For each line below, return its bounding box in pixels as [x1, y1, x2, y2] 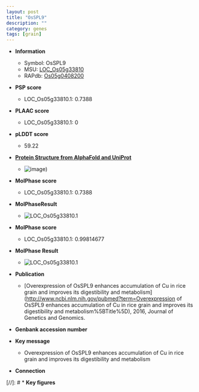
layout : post [6, 8, 39, 15]
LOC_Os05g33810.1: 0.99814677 [24, 235, 104, 243]
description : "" [6, 20, 47, 26]
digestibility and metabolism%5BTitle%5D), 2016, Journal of [24, 308, 174, 315]
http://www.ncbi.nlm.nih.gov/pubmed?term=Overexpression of [26, 295, 182, 302]
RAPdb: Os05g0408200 [24, 72, 84, 79]
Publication [14, 270, 45, 278]
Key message [14, 338, 50, 345]
